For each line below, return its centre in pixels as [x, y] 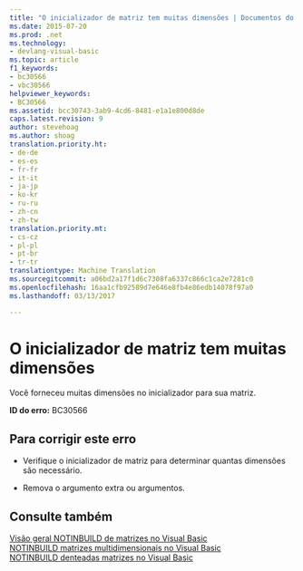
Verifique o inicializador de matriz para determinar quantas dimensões [154, 461]
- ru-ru [24, 203]
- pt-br [24, 254]
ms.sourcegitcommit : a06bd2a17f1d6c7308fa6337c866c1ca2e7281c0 [132, 279]
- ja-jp [24, 187]
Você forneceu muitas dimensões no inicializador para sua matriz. [133, 393]
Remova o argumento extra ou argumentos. [104, 488]
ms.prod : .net [36, 34]
